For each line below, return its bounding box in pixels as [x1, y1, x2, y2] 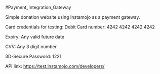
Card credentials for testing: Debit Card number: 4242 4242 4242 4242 [5, 24, 155, 30]
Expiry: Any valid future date [5, 34, 65, 40]
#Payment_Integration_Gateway [5, 5, 71, 10]
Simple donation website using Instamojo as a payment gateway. [5, 14, 140, 20]
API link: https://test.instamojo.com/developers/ [5, 63, 105, 69]
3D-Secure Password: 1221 [5, 53, 62, 59]
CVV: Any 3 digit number [5, 44, 57, 50]
